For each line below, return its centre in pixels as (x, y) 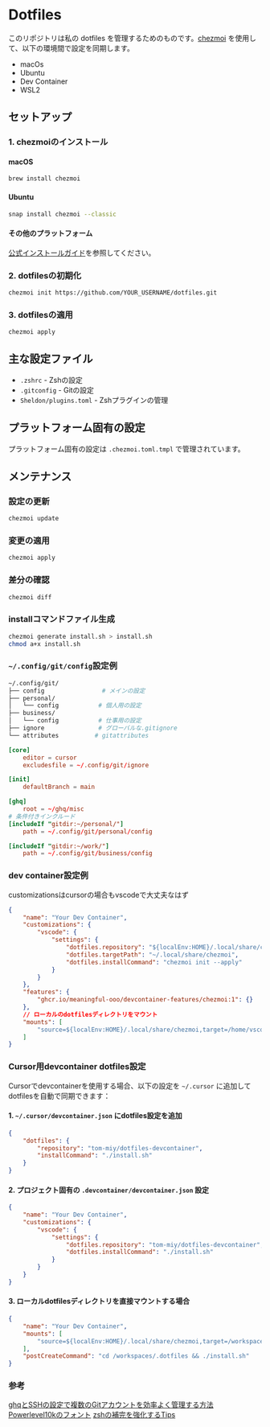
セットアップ (40, 117)
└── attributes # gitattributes (79, 735)
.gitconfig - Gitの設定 (57, 390)
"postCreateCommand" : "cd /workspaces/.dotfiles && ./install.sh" (136, 1356)
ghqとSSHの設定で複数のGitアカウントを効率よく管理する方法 (111, 1404)
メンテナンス (40, 476)
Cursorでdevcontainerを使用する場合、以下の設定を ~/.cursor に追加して (130, 1086)
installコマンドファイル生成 (61, 619)
